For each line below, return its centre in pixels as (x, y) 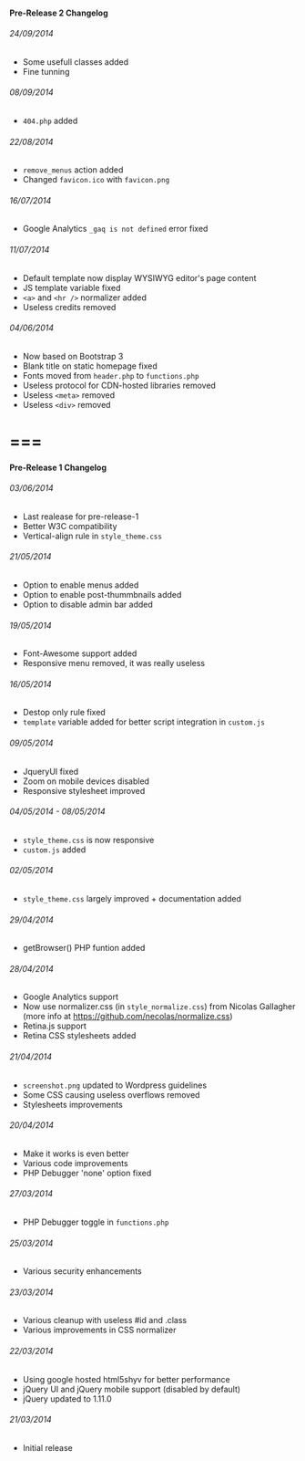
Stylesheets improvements (72, 1104)
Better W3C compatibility (70, 526)
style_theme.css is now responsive (88, 840)
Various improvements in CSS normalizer (99, 1330)
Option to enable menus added (81, 585)
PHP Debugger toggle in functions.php (96, 1222)
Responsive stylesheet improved (84, 790)
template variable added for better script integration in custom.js (144, 722)
